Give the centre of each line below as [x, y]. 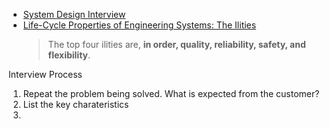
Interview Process [45, 74]
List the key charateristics [76, 104]
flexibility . [69, 55]
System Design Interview [74, 14]
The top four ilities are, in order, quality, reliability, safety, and [176, 44]
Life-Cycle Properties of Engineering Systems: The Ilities [139, 25]
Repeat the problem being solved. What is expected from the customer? [171, 93]
